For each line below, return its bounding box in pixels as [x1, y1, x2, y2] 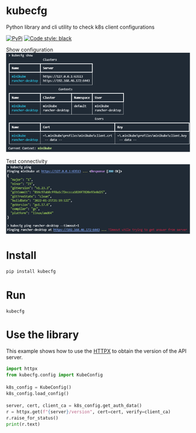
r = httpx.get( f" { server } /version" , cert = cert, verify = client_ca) [6, 409, 171, 415]
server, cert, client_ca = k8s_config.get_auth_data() [6, 403, 142, 409]
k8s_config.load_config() [6, 390, 69, 396]
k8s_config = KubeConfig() [6, 384, 72, 390]
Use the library [6, 328, 79, 342]
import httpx [6, 366, 38, 372]
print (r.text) [6, 421, 41, 427]
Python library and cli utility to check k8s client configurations [6, 23, 155, 30]
